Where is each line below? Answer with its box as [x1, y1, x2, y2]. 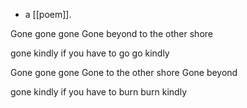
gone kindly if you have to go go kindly [10, 47, 170, 59]
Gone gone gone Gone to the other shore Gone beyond [10, 67, 238, 78]
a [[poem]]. [24, 9, 72, 20]
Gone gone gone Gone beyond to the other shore [10, 28, 213, 39]
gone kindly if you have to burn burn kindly [10, 86, 187, 98]
